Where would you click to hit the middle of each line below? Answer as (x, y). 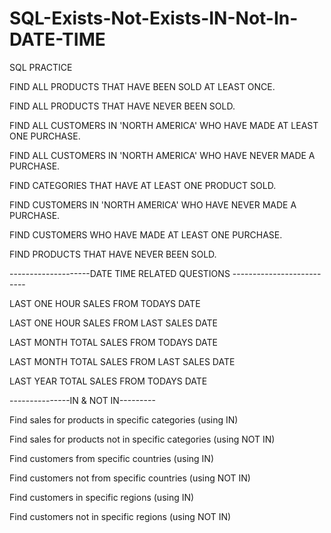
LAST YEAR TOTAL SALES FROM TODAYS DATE (108, 381)
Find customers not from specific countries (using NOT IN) (130, 478)
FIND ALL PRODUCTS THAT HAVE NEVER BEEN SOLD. (122, 106)
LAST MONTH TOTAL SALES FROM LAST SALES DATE (122, 361)
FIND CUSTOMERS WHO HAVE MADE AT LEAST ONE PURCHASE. (146, 234)
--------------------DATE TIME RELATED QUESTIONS (120, 273)
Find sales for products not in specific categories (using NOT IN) (142, 439)
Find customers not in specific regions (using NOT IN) (120, 516)
